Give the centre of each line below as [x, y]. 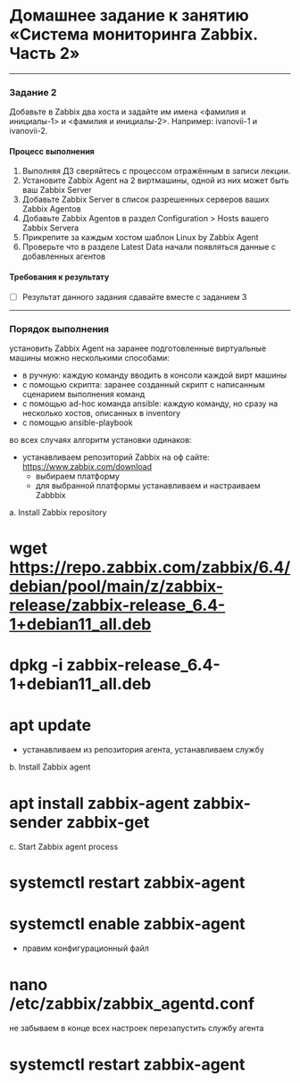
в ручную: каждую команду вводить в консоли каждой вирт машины [154, 375]
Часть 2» [45, 54]
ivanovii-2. [29, 131]
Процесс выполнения [52, 151]
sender [36, 822]
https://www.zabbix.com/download [87, 467]
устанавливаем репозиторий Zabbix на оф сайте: [116, 457]
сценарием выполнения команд [83, 394]
